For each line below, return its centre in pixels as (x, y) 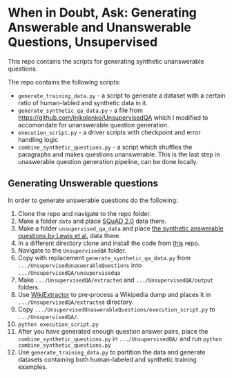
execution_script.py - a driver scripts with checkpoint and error (109, 132)
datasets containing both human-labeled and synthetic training (107, 359)
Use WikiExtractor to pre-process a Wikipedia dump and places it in (114, 294)
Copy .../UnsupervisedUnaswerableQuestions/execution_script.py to (117, 309)
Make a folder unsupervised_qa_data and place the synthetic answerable (120, 228)
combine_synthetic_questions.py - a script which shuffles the (105, 147)
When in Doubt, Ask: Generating (103, 13)
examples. (32, 367)
